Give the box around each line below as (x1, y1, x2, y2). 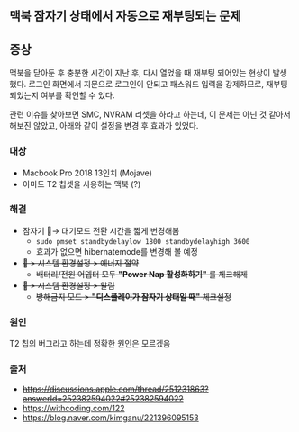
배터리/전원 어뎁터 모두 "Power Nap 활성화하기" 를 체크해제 (35, 268, 248, 279)
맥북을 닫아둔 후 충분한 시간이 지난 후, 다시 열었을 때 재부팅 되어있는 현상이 (9, 67, 271, 78)
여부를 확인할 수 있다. (40, 90, 115, 101)
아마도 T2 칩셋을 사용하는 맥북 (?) (22, 178, 141, 189)
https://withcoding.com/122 (22, 403, 125, 414)
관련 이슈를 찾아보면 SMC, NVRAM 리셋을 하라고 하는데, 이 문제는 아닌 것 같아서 (9, 109, 291, 120)
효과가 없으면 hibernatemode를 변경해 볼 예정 (35, 246, 198, 256)
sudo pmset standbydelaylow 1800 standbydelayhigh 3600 (35, 237, 250, 246)
